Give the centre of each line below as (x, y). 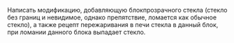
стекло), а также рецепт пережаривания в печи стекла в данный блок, (113, 25)
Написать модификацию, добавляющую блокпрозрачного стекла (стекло (117, 10)
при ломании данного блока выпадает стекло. (76, 32)
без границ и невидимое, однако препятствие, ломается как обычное (112, 17)
